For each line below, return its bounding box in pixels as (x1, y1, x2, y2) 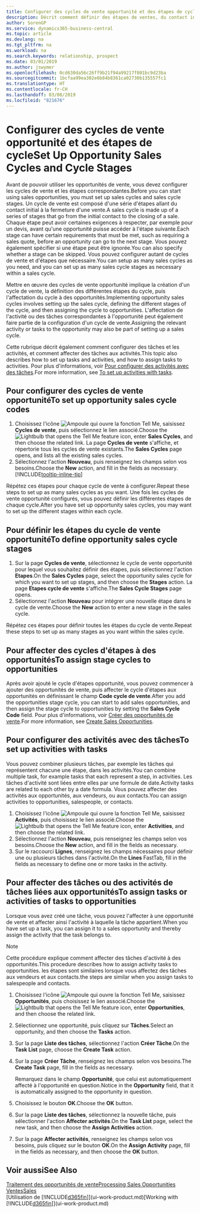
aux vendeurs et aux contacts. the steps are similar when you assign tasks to (6, 973, 193, 981)
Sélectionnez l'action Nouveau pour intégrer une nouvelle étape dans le (14, 597, 192, 605)
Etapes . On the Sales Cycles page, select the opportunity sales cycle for (14, 572, 192, 579)
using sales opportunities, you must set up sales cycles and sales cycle (6, 193, 181, 200)
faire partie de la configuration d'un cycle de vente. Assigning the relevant (6, 319, 186, 326)
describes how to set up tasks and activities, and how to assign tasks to (6, 356, 183, 363)
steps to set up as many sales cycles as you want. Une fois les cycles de (6, 489, 185, 496)
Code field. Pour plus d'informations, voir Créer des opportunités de (6, 712, 174, 718)
